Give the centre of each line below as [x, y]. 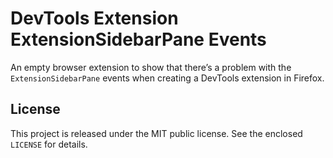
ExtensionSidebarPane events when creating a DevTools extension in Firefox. [167, 78]
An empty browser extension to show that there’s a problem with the [151, 67]
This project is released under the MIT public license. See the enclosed [156, 133]
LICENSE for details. [49, 144]
